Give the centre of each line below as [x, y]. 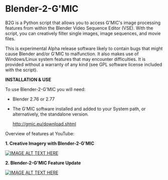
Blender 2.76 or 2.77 [34, 99]
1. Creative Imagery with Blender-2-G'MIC [50, 143]
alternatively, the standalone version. [51, 114]
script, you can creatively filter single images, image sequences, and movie [83, 33]
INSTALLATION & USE [28, 79]
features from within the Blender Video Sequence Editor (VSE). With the [79, 28]
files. [10, 39]
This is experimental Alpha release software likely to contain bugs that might [84, 48]
